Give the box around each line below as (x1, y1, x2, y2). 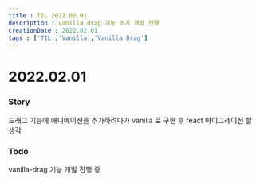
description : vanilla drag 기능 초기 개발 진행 (8, 19, 160, 27)
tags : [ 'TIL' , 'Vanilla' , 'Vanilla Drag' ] (8, 33, 148, 42)
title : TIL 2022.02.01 (8, 11, 88, 20)
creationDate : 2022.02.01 (8, 26, 98, 34)
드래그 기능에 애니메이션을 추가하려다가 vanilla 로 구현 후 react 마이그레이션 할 (8, 115, 253, 125)
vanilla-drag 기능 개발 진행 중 (8, 165, 101, 175)
